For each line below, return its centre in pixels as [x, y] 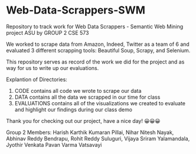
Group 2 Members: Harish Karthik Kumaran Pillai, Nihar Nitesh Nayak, [90, 132]
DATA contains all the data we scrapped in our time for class [87, 97]
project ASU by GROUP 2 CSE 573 [48, 32]
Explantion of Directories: [37, 79]
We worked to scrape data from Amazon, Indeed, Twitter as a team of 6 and [98, 44]
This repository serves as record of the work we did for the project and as [95, 62]
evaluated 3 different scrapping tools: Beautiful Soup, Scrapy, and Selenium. [98, 50]
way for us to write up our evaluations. [53, 68]
